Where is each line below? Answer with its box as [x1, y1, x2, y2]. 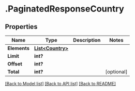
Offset [7, 61, 23, 67]
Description [73, 37, 101, 43]
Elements [7, 45, 30, 52]
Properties [5, 23, 38, 31]
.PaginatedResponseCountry [5, 3, 124, 14]
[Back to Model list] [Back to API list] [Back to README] [5, 81, 116, 86]
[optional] [105, 68, 128, 75]
